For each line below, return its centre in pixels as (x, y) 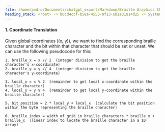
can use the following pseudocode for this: (48, 51)
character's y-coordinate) (33, 73)
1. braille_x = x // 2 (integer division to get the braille (70, 60)
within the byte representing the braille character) (61, 107)
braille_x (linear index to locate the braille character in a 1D (76, 120)
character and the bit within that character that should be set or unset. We (80, 46)
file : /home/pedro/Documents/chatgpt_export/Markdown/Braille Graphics (80, 10)
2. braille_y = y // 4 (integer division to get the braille (70, 69)
